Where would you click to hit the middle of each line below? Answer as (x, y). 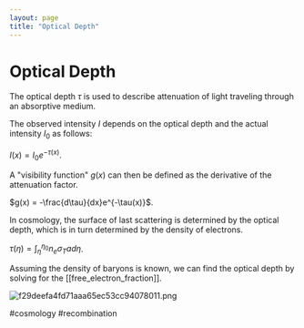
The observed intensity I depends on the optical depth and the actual (139, 124)
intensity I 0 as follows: (51, 135)
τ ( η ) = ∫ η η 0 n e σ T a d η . (46, 249)
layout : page (34, 18)
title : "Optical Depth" (55, 26)
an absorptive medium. (52, 107)
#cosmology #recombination (63, 313)
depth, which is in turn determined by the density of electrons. (127, 230)
